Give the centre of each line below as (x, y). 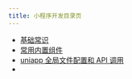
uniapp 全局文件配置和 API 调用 (72, 60)
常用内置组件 (41, 50)
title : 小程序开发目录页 (45, 16)
